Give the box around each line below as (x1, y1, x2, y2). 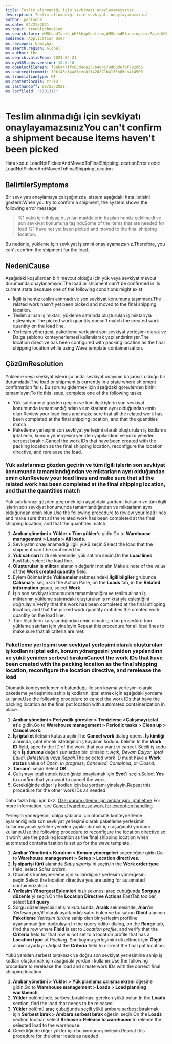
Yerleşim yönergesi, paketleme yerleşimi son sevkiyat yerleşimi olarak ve (12, 329, 166, 335)
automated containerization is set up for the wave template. (5, 840, 131, 846)
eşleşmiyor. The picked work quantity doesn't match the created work (12, 318, 159, 324)
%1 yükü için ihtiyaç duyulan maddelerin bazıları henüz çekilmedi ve (17, 215, 161, 221)
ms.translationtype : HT (5, 74, 56, 79)
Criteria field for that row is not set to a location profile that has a (12, 931, 150, 938)
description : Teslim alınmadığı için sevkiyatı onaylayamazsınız (5, 12, 147, 17)
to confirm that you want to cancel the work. (12, 776, 106, 783)
